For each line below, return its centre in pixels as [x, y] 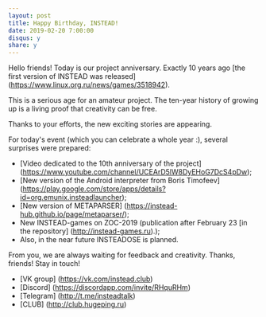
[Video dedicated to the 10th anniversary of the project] [111, 163]
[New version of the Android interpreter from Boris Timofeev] [120, 181]
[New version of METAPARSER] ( [73, 206]
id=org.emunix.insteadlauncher [71, 198]
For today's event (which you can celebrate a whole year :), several [118, 139]
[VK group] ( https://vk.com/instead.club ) [86, 279]
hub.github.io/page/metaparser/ [72, 214]
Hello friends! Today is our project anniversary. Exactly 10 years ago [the [127, 68]
